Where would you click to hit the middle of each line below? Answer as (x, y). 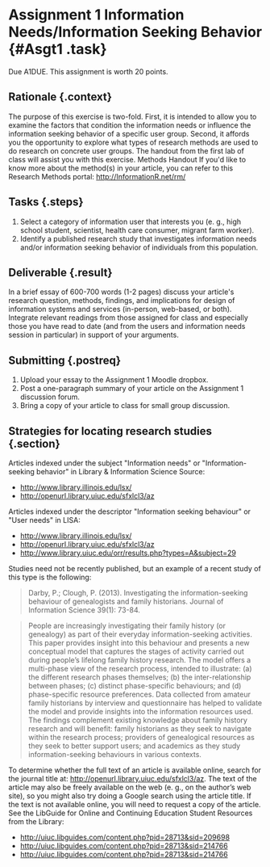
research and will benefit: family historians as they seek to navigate (140, 728)
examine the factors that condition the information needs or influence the (130, 125)
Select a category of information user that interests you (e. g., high (131, 221)
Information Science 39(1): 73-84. (84, 610)
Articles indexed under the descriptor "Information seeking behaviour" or (130, 511)
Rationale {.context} (60, 97)
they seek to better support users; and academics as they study (134, 746)
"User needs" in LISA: (44, 520)
